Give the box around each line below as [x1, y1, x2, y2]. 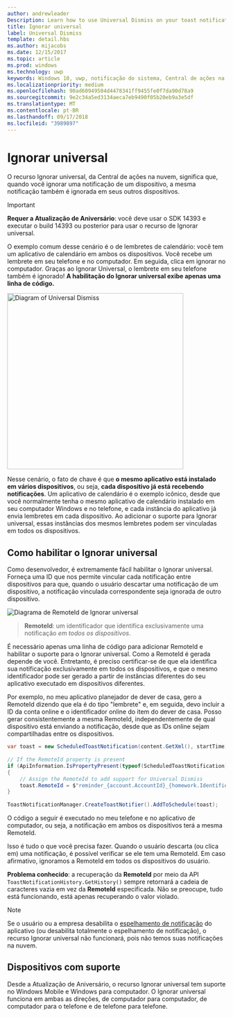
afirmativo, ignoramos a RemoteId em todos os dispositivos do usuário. [7, 857, 210, 865]
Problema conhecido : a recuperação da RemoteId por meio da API [7, 871, 199, 878]
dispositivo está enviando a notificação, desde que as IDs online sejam [7, 723, 209, 731]
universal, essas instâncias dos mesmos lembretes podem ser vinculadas [7, 519, 217, 528]
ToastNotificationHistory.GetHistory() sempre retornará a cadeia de [7, 877, 209, 886]
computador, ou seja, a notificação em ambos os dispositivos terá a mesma [7, 821, 223, 830]
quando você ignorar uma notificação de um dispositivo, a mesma [7, 180, 196, 188]
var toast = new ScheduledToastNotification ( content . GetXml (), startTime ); [7, 743, 231, 750]
